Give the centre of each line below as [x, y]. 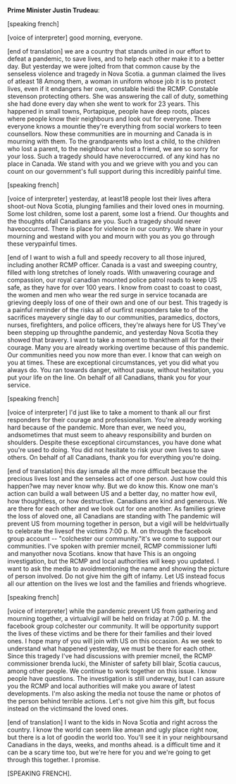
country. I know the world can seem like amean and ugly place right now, [113, 730]
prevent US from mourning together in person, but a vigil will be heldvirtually [118, 523]
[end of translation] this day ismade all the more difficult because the [107, 471]
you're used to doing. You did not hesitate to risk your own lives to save [111, 450]
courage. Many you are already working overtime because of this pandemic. [118, 348]
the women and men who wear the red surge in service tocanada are [107, 295]
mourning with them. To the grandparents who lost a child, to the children [114, 141]
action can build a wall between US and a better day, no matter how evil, [112, 493]
